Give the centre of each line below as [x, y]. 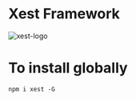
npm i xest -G [32, 89]
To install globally [68, 68]
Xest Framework [64, 14]
